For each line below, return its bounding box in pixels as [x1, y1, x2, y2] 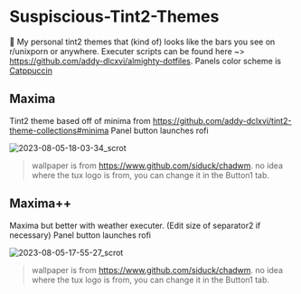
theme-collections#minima [9, 125, 109, 136]
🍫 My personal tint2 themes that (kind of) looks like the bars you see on [9, 36, 276, 47]
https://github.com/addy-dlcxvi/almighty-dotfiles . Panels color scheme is [9, 55, 282, 66]
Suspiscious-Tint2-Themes [9, 6, 220, 27]
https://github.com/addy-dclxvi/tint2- [152, 115, 292, 126]
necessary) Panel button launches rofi [9, 229, 152, 241]
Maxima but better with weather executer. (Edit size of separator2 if [9, 220, 261, 231]
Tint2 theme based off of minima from [9, 115, 151, 126]
